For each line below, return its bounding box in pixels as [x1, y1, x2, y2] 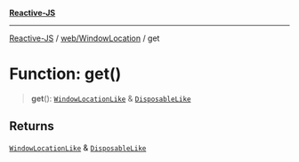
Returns [9, 119, 55, 134]
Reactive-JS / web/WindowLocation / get [9, 33, 160, 43]
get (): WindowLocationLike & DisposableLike [30, 93, 191, 104]
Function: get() [9, 64, 122, 84]
